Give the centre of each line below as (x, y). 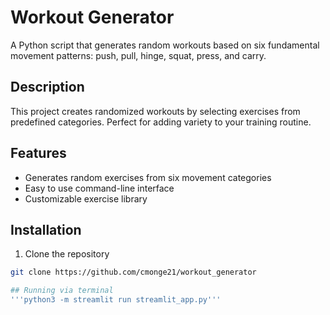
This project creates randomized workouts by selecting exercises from (155, 111)
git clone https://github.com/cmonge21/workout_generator (133, 272)
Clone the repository (67, 254)
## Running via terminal (62, 291)
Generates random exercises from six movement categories (148, 177)
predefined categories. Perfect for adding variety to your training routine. (161, 122)
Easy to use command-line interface (99, 188)
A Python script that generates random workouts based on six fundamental (165, 45)
